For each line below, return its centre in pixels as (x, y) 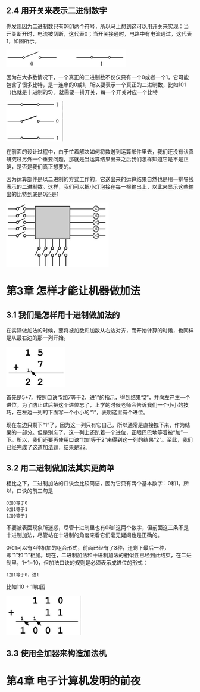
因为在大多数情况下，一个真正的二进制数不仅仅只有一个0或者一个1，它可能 (98, 77)
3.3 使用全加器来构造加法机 (57, 654)
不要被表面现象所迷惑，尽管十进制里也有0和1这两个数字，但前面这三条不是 (98, 528)
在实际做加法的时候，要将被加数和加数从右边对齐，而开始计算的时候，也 (95, 331)
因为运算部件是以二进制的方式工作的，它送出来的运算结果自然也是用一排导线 (100, 179)
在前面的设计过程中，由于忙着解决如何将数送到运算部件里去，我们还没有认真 (100, 152)
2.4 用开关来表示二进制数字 (57, 11)
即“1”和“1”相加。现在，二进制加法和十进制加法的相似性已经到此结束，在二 (96, 555)
